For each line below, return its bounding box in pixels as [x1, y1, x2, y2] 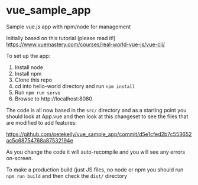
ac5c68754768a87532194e [6, 137, 74, 144]
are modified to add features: [6, 119, 77, 126]
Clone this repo [14, 76, 52, 83]
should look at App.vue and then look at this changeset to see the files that [6, 113, 189, 120]
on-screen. [6, 154, 34, 161]
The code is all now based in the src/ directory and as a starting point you [6, 106, 187, 113]
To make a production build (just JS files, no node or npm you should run [6, 166, 184, 173]
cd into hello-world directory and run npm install [14, 82, 135, 89]
